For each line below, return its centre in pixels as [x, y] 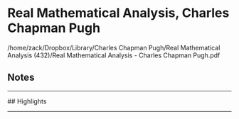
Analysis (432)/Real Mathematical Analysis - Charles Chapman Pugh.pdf [114, 55]
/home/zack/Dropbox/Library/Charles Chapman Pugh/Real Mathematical [114, 47]
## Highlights [27, 101]
